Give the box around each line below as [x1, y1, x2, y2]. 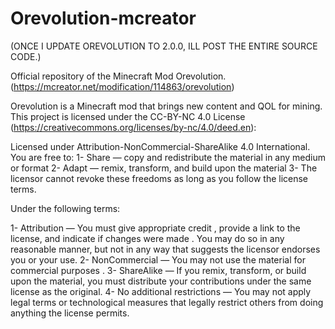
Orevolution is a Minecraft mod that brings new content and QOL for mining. [10, 100, 323, 112]
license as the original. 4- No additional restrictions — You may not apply [10, 285, 312, 297]
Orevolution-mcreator [10, 7, 197, 30]
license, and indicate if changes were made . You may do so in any [10, 232, 285, 244]
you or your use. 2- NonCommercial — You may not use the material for [10, 253, 306, 266]
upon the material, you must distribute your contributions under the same [10, 275, 312, 287]
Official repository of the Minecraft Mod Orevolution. [10, 70, 227, 82]
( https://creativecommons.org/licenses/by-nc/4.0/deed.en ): [10, 121, 257, 133]
